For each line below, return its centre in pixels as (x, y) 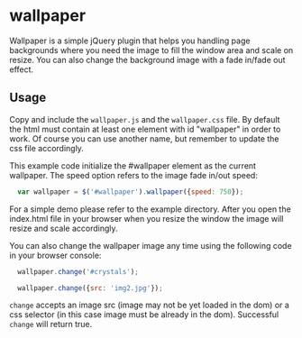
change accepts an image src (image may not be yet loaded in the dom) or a (150, 305)
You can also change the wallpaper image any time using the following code (151, 245)
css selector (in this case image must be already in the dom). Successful (144, 315)
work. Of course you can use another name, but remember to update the (144, 138)
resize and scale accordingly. (64, 228)
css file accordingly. (46, 148)
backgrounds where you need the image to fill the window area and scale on (151, 50)
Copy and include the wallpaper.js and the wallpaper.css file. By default (145, 119)
